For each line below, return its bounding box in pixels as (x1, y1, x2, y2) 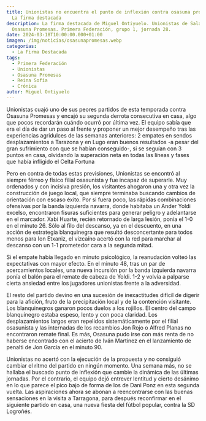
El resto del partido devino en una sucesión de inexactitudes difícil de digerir (6, 291, 200, 298)
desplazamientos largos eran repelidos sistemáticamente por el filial (6, 317, 178, 325)
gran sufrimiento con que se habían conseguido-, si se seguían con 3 (6, 145, 182, 152)
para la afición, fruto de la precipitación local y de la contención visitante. (6, 298, 192, 305)
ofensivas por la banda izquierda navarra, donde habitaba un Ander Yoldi (6, 202, 191, 209)
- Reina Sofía (12, 77, 48, 83)
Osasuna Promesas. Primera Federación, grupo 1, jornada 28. (12, 26, 172, 33)
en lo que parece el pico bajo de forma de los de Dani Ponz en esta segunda (6, 381, 200, 388)
